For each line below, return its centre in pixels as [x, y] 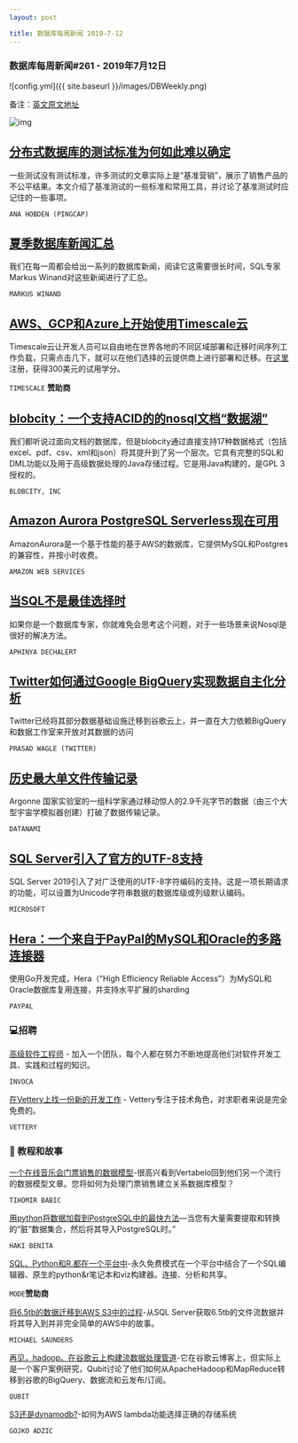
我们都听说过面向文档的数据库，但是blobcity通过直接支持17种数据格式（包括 [148, 442]
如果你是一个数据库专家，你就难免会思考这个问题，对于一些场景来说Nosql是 [148, 624]
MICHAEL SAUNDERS [41, 1340]
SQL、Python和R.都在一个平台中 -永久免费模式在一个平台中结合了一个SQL [144, 1263]
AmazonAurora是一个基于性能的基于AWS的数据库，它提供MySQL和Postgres [149, 544]
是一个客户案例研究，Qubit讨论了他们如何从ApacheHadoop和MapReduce [143, 1368]
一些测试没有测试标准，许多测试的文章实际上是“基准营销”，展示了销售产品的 [149, 175]
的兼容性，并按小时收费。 [56, 554]
